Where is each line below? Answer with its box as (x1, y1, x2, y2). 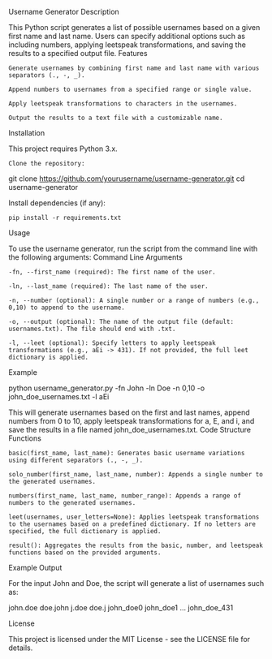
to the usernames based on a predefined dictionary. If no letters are (8, 520, 256, 528)
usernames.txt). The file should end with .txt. (8, 325, 176, 333)
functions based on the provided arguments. (8, 549, 162, 557)
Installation (8, 128, 45, 137)
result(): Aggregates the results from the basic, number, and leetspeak (8, 541, 264, 549)
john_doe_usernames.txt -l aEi (8, 392, 110, 401)
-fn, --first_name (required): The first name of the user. (8, 268, 217, 276)
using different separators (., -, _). (8, 456, 144, 464)
